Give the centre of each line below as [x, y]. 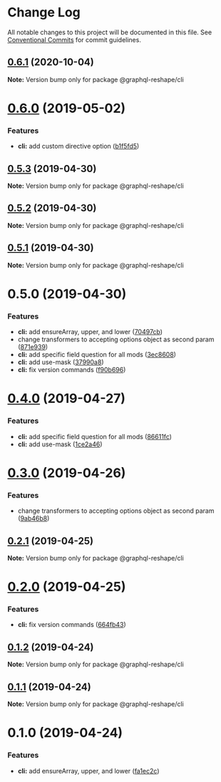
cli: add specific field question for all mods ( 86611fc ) [95, 436]
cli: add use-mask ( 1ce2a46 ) [60, 444]
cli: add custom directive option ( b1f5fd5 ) [78, 146]
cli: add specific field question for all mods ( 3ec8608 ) [97, 355]
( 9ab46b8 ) [34, 518]
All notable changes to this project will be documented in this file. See [110, 32]
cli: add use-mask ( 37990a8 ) [61, 362]
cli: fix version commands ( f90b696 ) [72, 370]
